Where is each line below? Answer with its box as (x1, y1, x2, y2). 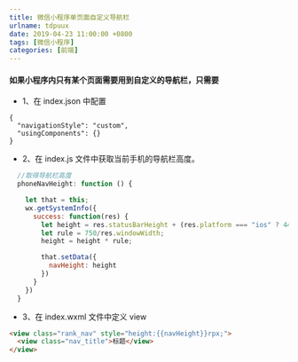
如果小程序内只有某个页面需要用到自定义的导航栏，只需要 (9, 75, 219, 85)
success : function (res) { (32, 212, 129, 221)
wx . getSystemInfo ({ (25, 203, 98, 213)
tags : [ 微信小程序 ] (9, 37, 74, 47)
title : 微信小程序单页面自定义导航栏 (9, 12, 130, 22)
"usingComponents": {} (17, 130, 101, 138)
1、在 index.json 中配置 (21, 96, 106, 106)
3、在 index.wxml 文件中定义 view (21, 311, 147, 322)
